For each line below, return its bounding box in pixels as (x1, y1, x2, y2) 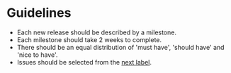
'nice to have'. (16, 51, 58, 59)
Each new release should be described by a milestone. (16, 28, 176, 36)
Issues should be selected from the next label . (16, 58, 152, 66)
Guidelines (6, 5, 72, 21)
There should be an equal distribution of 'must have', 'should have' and (16, 43, 225, 51)
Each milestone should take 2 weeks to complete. (16, 35, 162, 44)
